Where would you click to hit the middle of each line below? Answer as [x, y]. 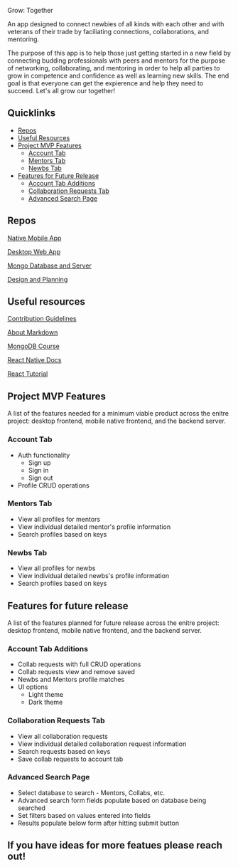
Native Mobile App [34, 238]
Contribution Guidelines [42, 319]
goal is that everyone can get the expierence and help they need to [106, 83]
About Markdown [33, 332]
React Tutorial [28, 374]
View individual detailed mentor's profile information [94, 527]
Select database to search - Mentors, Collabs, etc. [91, 792]
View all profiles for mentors [59, 519]
